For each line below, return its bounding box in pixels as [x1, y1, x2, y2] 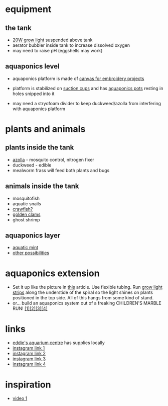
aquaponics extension [5, 268, 100, 279]
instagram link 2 [12, 351, 46, 357]
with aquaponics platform [12, 106, 65, 112]
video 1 [12, 395, 28, 401]
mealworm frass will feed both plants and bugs [12, 167, 110, 173]
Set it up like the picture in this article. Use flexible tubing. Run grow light [12, 284, 163, 290]
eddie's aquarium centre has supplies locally [12, 340, 105, 346]
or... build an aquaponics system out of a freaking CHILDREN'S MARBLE [12, 300, 161, 306]
